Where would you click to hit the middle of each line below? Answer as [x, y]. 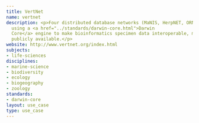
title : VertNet [25, 12]
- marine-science [28, 67]
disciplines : [22, 61]
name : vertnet [24, 17]
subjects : [18, 50]
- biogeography [25, 83]
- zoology [18, 89]
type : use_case [25, 111]
